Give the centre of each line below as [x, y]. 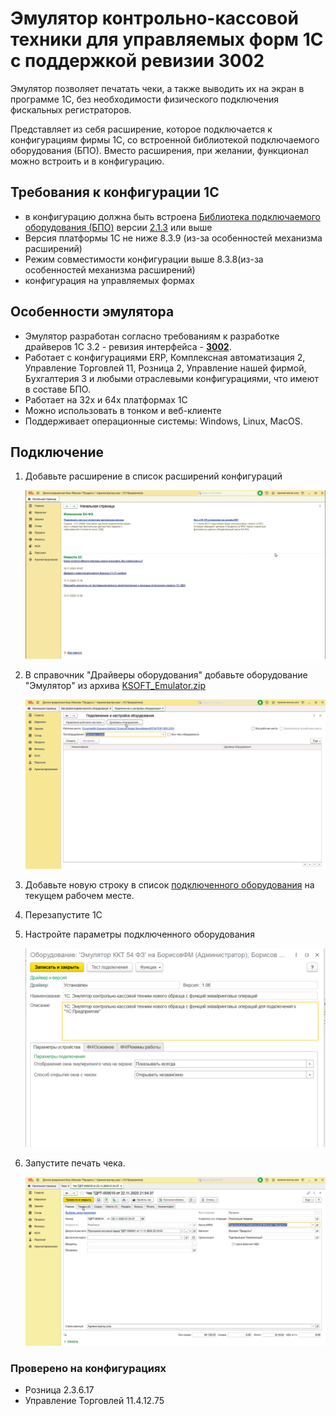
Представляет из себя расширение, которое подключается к [141, 129]
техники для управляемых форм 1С [167, 39]
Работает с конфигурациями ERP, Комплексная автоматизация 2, [165, 357]
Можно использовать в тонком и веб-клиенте [123, 410]
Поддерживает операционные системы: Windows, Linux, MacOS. [163, 421]
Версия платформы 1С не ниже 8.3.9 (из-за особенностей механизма [173, 238]
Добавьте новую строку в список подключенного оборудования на [169, 884]
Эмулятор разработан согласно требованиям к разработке [152, 336]
